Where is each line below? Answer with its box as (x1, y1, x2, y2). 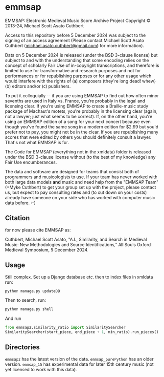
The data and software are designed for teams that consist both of (5, 168, 140, 174)
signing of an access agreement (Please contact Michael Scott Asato (5, 37, 144, 43)
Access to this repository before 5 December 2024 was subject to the (5, 32, 146, 38)
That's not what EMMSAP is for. (5, 139, 70, 145)
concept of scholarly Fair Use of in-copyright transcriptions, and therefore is (5, 63, 159, 68)
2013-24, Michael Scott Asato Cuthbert (5, 22, 84, 28)
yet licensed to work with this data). (5, 366, 77, 372)
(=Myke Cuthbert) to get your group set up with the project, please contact (5, 184, 156, 190)
